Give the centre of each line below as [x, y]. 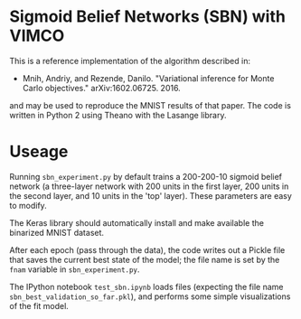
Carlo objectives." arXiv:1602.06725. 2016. [101, 88]
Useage [39, 152]
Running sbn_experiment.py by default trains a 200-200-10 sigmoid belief [146, 176]
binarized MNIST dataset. [57, 232]
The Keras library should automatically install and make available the [137, 222]
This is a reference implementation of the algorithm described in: [130, 61]
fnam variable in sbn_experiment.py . [75, 269]
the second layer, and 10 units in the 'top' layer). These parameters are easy [150, 195]
